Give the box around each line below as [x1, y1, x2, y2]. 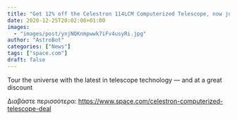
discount [7, 83, 33, 92]
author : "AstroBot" [7, 37, 65, 44]
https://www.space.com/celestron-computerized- [78, 97, 224, 105]
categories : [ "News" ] [7, 43, 71, 50]
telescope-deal [7, 104, 51, 113]
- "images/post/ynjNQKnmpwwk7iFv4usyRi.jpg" [13, 30, 147, 37]
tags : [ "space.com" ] [7, 50, 68, 57]
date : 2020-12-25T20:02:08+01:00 [7, 17, 106, 24]
